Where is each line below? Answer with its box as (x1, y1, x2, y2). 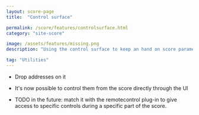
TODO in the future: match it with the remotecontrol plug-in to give (14, 96, 178, 103)
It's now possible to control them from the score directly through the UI (14, 84, 188, 91)
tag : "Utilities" (6, 57, 49, 63)
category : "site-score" (6, 30, 65, 36)
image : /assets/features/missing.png (6, 41, 99, 47)
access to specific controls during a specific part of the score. (14, 102, 167, 109)
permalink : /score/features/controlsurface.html (6, 25, 129, 31)
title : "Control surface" (6, 14, 73, 20)
